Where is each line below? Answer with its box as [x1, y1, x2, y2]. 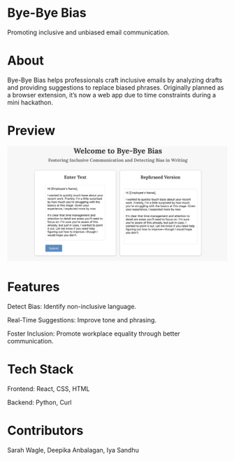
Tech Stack [7, 362, 74, 378]
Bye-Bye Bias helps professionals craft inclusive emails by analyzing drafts [7, 76, 223, 84]
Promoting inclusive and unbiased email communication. [7, 28, 170, 36]
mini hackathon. [7, 98, 54, 106]
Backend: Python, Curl [7, 398, 72, 407]
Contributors [7, 422, 84, 439]
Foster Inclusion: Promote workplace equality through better [7, 329, 180, 338]
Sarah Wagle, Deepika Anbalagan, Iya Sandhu [7, 446, 140, 454]
